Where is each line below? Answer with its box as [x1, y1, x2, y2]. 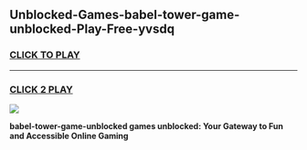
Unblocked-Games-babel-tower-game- [9, 7, 240, 23]
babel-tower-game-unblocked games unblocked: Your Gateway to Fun [9, 120, 284, 131]
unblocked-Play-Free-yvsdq [9, 22, 175, 37]
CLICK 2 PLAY [9, 83, 73, 95]
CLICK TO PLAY [9, 49, 80, 62]
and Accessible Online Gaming [9, 130, 129, 141]
